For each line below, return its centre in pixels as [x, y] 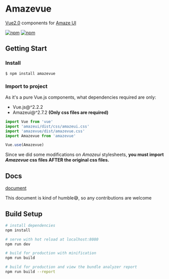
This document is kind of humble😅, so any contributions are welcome [78, 198]
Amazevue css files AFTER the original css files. [57, 160]
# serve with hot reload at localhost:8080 [52, 239]
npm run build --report [30, 272]
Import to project [26, 86]
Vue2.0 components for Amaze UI [41, 23]
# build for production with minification [51, 253]
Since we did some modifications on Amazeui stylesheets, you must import [84, 154]
